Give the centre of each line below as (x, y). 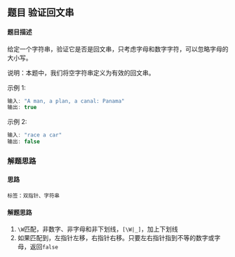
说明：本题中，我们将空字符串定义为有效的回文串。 (81, 73)
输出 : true (22, 108)
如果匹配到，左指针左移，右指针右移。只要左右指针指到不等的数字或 (116, 238)
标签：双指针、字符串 (33, 196)
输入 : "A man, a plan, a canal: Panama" (66, 101)
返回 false (44, 247)
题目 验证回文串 (41, 13)
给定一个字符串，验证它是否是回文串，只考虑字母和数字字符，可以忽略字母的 (118, 49)
